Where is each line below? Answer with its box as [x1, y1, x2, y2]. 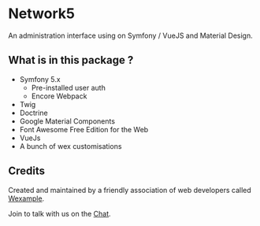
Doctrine [19, 108, 49, 117]
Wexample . [8, 194, 45, 203]
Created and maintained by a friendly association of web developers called [8, 185, 252, 195]
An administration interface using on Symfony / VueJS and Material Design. [8, 31, 254, 40]
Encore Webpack [31, 91, 87, 101]
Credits [8, 165, 46, 178]
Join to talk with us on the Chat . [8, 209, 112, 218]
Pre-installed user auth [31, 83, 106, 92]
